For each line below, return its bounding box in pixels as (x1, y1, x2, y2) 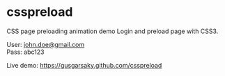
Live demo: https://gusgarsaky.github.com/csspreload (6, 61, 162, 69)
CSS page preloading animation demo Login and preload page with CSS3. (6, 27, 219, 35)
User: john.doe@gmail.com (6, 40, 85, 48)
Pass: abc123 (6, 48, 45, 56)
